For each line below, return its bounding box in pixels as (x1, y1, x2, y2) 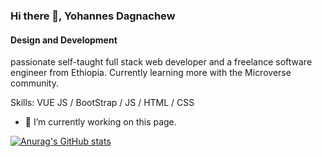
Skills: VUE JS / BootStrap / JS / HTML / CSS (10, 97, 195, 109)
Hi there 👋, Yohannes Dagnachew (10, 9, 176, 23)
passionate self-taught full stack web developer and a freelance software (10, 56, 313, 68)
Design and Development (10, 34, 118, 46)
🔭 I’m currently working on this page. (24, 116, 177, 128)
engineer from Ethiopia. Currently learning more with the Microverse (10, 67, 292, 79)
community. (10, 77, 59, 89)
